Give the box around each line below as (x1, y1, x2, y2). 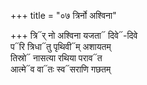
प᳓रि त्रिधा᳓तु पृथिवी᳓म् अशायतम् (10, 41, 112, 52)
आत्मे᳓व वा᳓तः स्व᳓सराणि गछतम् (10, 63, 112, 75)
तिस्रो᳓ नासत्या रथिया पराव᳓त (10, 52, 103, 64)
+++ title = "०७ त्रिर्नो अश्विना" (10, 10, 117, 21)
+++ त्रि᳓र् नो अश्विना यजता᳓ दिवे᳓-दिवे (10, 30, 138, 41)
